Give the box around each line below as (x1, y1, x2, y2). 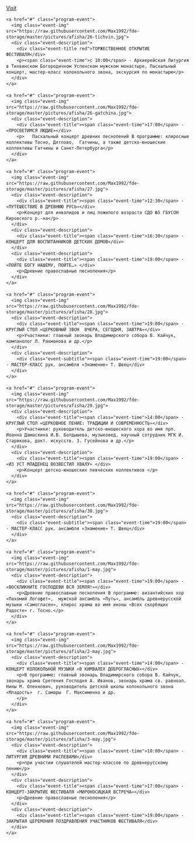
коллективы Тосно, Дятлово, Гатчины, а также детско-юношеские (6, 139, 166, 145)
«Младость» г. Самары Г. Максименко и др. (6, 689, 116, 695)
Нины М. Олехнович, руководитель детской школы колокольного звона (6, 684, 174, 689)
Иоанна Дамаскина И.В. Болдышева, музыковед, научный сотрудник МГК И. (6, 432, 184, 438)
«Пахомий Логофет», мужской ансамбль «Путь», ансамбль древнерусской (6, 596, 182, 602)
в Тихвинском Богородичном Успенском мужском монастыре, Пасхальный (6, 63, 176, 69)
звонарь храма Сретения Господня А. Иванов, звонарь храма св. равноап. (6, 678, 187, 684)
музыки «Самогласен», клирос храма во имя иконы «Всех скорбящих (6, 602, 168, 607)
